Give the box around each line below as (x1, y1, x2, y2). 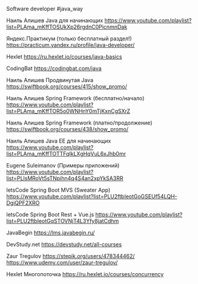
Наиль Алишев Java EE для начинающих (6, 137, 111, 144)
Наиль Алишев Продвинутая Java (6, 77, 94, 83)
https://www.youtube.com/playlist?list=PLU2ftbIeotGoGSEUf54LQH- (6, 193, 177, 200)
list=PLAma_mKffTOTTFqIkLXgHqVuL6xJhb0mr (6, 150, 126, 157)
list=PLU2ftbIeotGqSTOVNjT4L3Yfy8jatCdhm (6, 218, 119, 224)
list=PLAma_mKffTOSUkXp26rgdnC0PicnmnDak (6, 24, 128, 30)
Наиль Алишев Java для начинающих (6, 17, 104, 24)
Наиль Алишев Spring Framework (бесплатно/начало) (6, 95, 145, 102)
